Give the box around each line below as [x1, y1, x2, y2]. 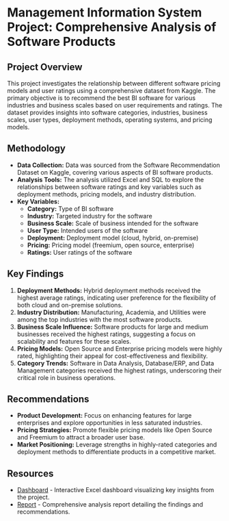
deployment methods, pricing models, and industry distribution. [16, 190, 196, 198]
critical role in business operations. [16, 373, 116, 381]
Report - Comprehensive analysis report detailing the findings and [16, 500, 204, 509]
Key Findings [7, 268, 64, 280]
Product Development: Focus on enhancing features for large [16, 411, 192, 420]
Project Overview [7, 61, 83, 73]
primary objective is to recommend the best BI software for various [7, 94, 196, 102]
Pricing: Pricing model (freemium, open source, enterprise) [27, 241, 195, 249]
